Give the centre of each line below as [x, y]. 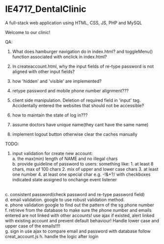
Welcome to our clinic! [28, 32]
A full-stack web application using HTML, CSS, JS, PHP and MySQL [74, 23]
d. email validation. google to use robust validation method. [65, 200]
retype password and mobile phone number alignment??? [70, 90]
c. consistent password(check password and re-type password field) [75, 194]
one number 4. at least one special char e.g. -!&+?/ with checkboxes [81, 174]
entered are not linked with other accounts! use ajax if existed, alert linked [80, 215]
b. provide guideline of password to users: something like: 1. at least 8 [83, 163]
